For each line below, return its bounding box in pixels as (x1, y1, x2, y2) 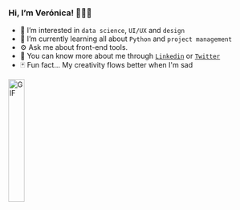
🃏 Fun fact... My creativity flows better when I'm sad (19, 60, 193, 70)
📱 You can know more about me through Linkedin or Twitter (19, 51, 221, 61)
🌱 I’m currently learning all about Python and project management (19, 34, 233, 43)
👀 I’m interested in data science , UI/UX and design (19, 26, 185, 35)
